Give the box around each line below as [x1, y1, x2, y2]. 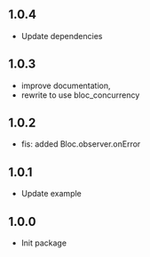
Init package [20, 237, 67, 248]
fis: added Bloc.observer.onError [20, 139, 141, 149]
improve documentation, [20, 80, 111, 91]
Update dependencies [20, 30, 103, 41]
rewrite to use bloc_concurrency [20, 89, 140, 100]
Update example [20, 189, 82, 199]
